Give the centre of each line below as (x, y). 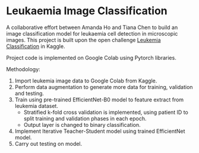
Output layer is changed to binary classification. (82, 125)
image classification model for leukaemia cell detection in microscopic (92, 33)
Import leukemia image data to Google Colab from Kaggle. (86, 81)
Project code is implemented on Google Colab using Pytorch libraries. (91, 58)
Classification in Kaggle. (36, 46)
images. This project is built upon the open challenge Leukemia (83, 40)
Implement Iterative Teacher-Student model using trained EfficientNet (100, 131)
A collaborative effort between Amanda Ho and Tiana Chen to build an (92, 27)
